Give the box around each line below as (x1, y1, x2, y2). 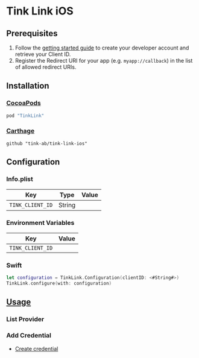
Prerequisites (6, 28, 58, 39)
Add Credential (6, 331, 52, 340)
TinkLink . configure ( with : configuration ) (6, 280, 112, 287)
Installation (6, 81, 49, 91)
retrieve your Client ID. (14, 51, 71, 58)
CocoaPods (6, 99, 41, 107)
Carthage (6, 127, 35, 135)
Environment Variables (6, 219, 75, 227)
